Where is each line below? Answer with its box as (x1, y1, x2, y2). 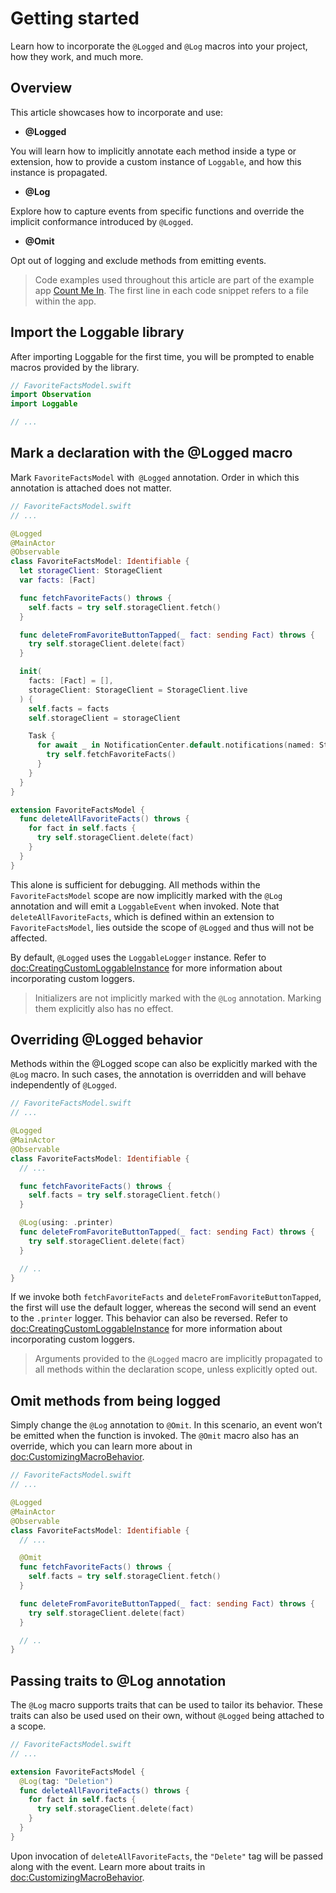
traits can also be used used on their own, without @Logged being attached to (10, 1710, 325, 1722)
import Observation (10, 390, 92, 400)
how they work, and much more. (10, 50, 144, 62)
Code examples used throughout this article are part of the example (34, 273, 315, 286)
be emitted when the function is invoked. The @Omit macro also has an (10, 1430, 300, 1442)
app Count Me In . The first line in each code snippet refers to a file (34, 284, 309, 296)
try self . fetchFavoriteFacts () (46, 750, 177, 760)
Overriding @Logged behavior (10, 1032, 203, 1049)
